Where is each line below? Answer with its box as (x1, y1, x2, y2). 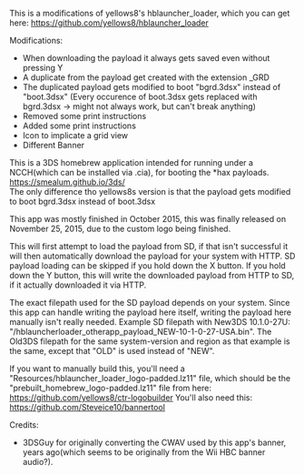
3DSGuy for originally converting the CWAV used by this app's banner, (22, 437, 287, 448)
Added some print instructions (22, 120, 136, 131)
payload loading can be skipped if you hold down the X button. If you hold (9, 260, 286, 271)
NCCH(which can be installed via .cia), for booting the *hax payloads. (9, 167, 270, 177)
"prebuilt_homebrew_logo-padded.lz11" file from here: (9, 382, 211, 393)
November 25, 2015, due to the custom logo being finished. (9, 223, 231, 234)
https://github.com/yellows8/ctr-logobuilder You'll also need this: (9, 392, 253, 403)
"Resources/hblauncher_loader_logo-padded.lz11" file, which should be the (9, 373, 291, 383)
